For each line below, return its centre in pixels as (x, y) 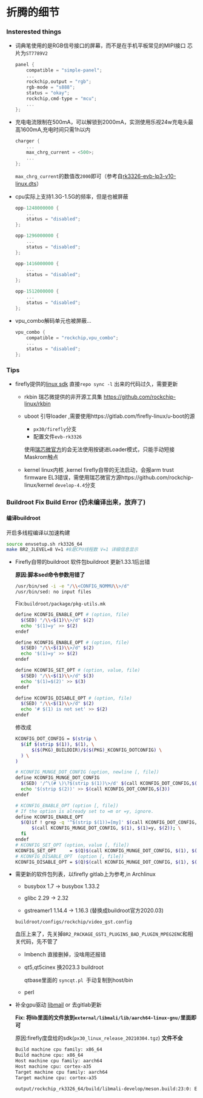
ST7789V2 (37, 54)
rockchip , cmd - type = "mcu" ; (62, 98)
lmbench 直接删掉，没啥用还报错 (65, 954)
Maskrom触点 (41, 457)
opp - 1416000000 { (37, 263)
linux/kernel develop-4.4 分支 (60, 485)
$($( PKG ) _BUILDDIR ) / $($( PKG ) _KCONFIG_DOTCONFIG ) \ (97, 750)
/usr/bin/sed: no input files (53, 592)
